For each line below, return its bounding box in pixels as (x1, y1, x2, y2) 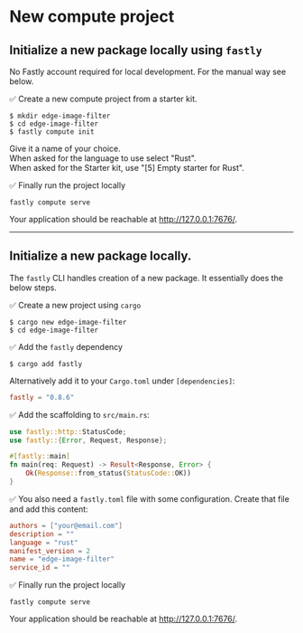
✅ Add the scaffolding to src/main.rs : (9, 409, 151, 420)
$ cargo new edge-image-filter (9, 317, 127, 326)
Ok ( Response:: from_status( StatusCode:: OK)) (25, 468, 192, 478)
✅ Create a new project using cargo (9, 299, 142, 310)
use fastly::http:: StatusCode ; (9, 427, 127, 436)
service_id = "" (9, 563, 70, 572)
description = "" (9, 529, 75, 539)
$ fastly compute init (9, 128, 95, 137)
